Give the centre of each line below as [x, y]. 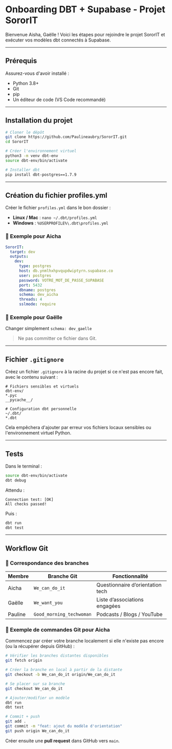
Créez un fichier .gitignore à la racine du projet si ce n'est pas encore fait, [84, 372]
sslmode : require [37, 304]
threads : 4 [30, 299]
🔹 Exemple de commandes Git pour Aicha [58, 630]
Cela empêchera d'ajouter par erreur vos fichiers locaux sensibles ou [78, 428]
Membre [18, 576]
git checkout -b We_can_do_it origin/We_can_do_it [60, 675]
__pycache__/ [19, 400]
